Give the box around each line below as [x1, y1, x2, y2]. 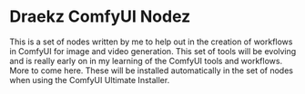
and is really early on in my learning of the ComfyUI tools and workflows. [9, 55, 283, 66]
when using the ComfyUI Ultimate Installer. [9, 74, 170, 85]
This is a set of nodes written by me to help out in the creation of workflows [9, 36, 293, 47]
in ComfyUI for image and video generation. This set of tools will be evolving [9, 45, 297, 56]
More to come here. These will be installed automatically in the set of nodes [9, 65, 294, 76]
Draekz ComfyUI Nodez [9, 6, 191, 27]
